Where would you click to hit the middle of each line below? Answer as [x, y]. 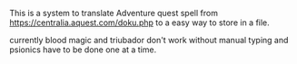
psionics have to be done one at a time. [83, 50]
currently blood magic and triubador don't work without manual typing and [149, 40]
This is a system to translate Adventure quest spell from [114, 13]
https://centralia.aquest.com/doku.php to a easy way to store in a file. [139, 23]
